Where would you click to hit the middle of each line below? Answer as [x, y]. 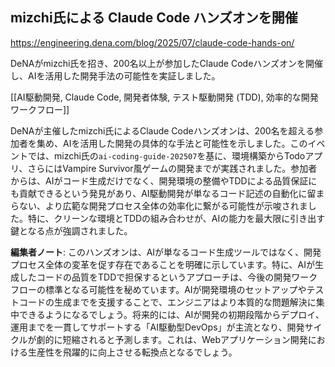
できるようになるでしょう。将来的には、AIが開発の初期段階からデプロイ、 [171, 314]
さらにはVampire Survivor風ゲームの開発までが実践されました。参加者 [172, 168]
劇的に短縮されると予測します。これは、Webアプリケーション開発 [172, 339]
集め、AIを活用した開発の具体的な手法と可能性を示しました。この [172, 143]
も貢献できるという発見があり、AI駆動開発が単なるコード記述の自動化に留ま [167, 193]
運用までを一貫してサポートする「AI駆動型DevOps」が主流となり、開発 [157, 327]
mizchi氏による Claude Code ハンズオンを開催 [154, 18]
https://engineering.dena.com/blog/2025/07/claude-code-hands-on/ [152, 42]
